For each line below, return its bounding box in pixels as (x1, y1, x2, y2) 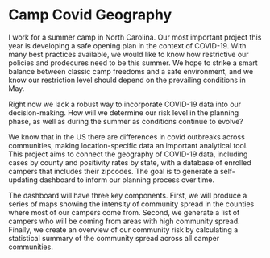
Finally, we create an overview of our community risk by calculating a (8, 224, 239, 235)
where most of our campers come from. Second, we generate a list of (8, 207, 240, 217)
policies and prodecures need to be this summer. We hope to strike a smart (8, 58, 258, 68)
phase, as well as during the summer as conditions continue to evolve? (8, 116, 243, 126)
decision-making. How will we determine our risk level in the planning (8, 107, 239, 118)
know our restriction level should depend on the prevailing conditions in (8, 75, 246, 85)
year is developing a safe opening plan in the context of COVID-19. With (8, 40, 247, 50)
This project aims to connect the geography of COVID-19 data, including (8, 149, 248, 159)
